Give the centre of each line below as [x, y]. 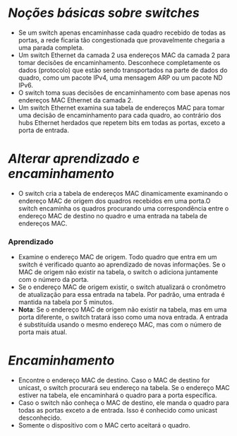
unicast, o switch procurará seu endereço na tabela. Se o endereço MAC [124, 388]
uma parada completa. [51, 47]
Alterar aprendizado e [74, 159]
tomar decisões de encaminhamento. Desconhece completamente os [119, 62]
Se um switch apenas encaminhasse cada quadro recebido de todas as [122, 33]
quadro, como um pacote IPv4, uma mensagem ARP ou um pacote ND [120, 77]
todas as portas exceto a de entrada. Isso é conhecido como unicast [118, 411]
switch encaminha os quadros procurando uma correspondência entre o [123, 208]
